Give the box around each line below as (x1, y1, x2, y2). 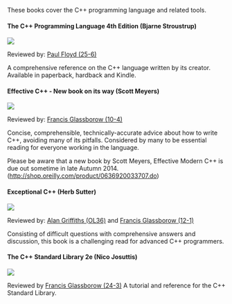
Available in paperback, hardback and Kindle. (7, 71, 136, 79)
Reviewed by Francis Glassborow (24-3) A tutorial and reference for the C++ (7, 281, 226, 289)
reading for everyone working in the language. (7, 144, 140, 152)
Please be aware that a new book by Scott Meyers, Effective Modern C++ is (7, 157, 224, 165)
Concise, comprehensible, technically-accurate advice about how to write (7, 128, 218, 137)
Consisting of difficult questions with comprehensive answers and (7, 229, 196, 238)
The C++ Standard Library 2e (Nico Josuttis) (7, 253, 138, 261)
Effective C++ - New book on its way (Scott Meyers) (7, 87, 160, 95)
